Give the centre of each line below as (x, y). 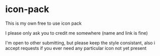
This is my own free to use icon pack (43, 23)
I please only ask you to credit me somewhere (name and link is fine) (76, 33)
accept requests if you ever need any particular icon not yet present (76, 48)
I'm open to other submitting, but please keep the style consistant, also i (80, 43)
